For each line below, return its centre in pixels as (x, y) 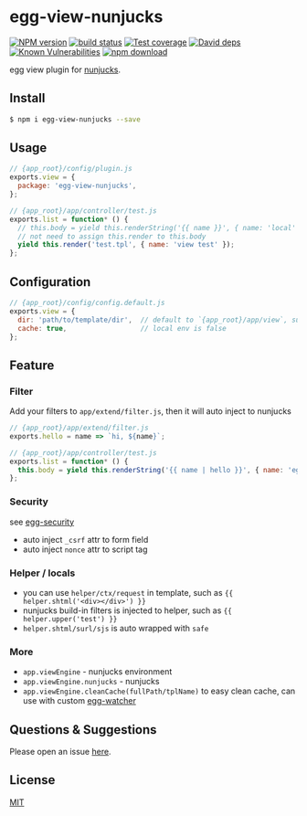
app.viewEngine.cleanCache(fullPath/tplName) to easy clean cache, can (159, 691)
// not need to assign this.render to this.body (112, 236)
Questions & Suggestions (83, 730)
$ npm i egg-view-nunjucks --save (75, 119)
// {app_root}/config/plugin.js (71, 169)
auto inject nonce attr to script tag (85, 549)
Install (27, 98)
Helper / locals (42, 573)
